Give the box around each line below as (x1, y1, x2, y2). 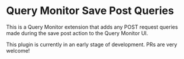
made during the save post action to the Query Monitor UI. (6, 29, 149, 36)
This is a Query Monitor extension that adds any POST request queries (6, 23, 179, 30)
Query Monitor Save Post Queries (6, 4, 175, 18)
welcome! (6, 47, 30, 54)
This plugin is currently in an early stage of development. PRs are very (6, 41, 177, 48)
